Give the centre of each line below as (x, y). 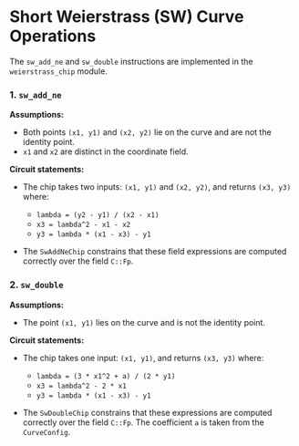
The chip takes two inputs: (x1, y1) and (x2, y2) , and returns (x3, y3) (157, 187)
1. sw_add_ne (36, 95)
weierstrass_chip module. (58, 71)
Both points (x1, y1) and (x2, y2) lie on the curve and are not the (147, 132)
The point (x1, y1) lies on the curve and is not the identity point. (144, 322)
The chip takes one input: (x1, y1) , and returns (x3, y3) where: (143, 358)
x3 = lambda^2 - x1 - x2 (83, 225)
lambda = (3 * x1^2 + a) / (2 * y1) (106, 376)
